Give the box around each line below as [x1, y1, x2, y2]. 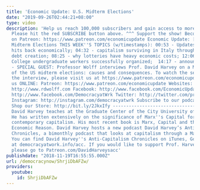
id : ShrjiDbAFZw [17, 175, 58, 181]
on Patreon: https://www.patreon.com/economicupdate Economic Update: [11, 36, 190, 42]
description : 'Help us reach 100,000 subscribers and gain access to [6, 25, 183, 32]
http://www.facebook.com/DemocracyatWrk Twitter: [11, 92, 137, 98]
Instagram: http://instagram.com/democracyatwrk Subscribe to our [11, 97, 180, 103]
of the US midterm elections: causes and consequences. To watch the [11, 70, 187, 76]
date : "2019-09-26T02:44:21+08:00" [6, 14, 95, 20]
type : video [6, 20, 36, 26]
